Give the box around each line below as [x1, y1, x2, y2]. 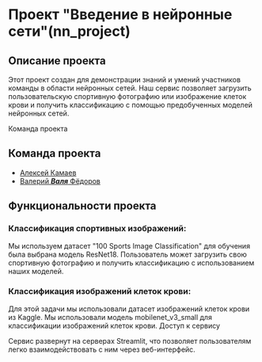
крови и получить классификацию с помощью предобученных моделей [8, 101, 253, 109]
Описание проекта [8, 54, 106, 67]
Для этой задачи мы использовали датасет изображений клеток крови [8, 303, 250, 314]
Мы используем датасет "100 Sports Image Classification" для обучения [8, 241, 251, 250]
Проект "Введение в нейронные [8, 6, 233, 24]
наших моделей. [8, 266, 64, 276]
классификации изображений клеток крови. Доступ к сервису [8, 321, 220, 330]
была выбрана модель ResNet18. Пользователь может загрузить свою [8, 250, 248, 259]
